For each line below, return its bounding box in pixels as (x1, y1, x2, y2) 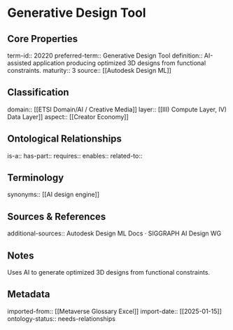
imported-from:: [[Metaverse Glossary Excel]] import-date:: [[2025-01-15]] (7, 307, 223, 315)
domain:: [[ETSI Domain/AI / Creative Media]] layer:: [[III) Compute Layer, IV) (7, 105, 227, 114)
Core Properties (7, 33, 78, 45)
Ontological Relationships (7, 133, 122, 145)
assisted (7, 59, 31, 67)
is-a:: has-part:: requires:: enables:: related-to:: (7, 151, 143, 160)
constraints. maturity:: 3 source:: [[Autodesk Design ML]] (7, 67, 171, 74)
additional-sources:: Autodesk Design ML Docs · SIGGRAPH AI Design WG (7, 229, 222, 238)
